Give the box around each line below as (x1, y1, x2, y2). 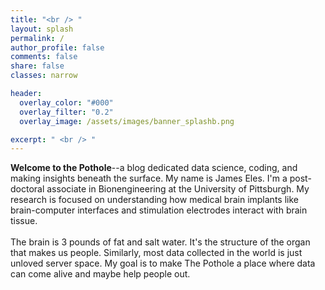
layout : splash (10, 24, 74, 34)
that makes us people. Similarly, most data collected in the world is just (10, 247, 303, 259)
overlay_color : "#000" (19, 97, 114, 108)
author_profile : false (10, 42, 105, 53)
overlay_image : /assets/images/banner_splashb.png (19, 116, 235, 126)
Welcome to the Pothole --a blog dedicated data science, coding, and (10, 162, 298, 174)
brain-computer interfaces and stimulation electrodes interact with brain (10, 204, 308, 216)
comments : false (10, 52, 78, 62)
